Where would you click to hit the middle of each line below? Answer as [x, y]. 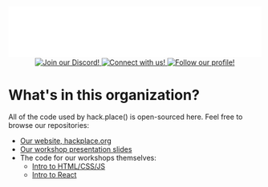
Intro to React [54, 175]
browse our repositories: [49, 125]
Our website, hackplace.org [66, 141]
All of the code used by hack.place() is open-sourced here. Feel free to [126, 117]
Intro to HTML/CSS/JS [69, 166]
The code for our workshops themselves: [88, 158]
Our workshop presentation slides [76, 149]
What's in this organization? [104, 95]
